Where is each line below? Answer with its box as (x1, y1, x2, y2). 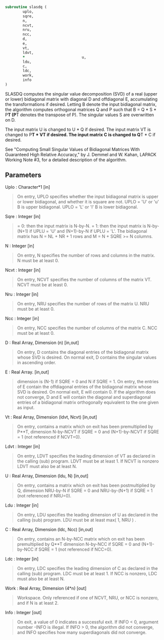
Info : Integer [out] (5, 609, 42, 615)
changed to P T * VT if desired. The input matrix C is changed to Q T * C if (5, 131, 156, 137)
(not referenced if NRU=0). (17, 492, 72, 498)
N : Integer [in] (5, 243, 34, 248)
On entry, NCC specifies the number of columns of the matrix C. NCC (17, 325, 158, 331)
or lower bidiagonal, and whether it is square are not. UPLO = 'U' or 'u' (17, 198, 159, 204)
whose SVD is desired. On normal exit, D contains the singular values (17, 354, 157, 360)
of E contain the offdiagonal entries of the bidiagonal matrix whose (17, 384, 152, 390)
